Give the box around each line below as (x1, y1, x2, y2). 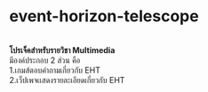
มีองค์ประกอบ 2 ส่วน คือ (9, 55, 81, 65)
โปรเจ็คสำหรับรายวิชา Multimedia (9, 44, 116, 55)
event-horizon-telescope (9, 6, 199, 27)
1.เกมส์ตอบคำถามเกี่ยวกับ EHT (9, 65, 100, 75)
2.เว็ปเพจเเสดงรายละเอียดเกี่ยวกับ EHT (9, 74, 125, 85)
